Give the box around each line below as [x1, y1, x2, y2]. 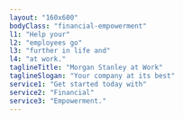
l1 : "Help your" [9, 30, 70, 38]
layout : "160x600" [9, 13, 78, 22]
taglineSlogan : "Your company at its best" [9, 72, 176, 81]
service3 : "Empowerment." [9, 96, 106, 106]
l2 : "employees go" [9, 38, 83, 47]
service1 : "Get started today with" [9, 80, 147, 89]
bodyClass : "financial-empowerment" [9, 21, 147, 30]
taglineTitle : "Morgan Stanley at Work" [9, 64, 164, 72]
